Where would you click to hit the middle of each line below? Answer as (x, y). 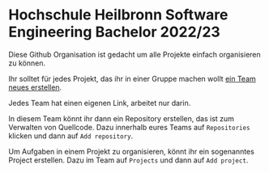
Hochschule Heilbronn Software (118, 15)
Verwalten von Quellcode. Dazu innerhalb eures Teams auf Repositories (129, 127)
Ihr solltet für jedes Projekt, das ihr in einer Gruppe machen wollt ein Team (132, 78)
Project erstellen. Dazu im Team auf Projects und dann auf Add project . (128, 160)
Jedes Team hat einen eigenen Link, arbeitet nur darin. (100, 103)
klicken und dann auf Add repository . (71, 136)
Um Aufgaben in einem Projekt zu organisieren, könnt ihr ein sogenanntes (132, 151)
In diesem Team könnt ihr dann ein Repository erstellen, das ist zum (122, 118)
